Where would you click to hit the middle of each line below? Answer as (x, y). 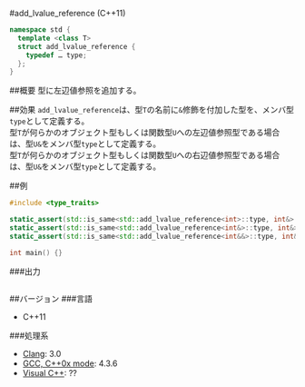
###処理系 (29, 335)
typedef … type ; (57, 55)
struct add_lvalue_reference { (77, 46)
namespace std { (40, 30)
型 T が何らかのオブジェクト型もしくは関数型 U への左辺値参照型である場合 (145, 133)
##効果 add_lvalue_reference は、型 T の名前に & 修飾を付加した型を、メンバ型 (152, 110)
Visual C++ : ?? (49, 372)
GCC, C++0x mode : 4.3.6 (70, 363)
